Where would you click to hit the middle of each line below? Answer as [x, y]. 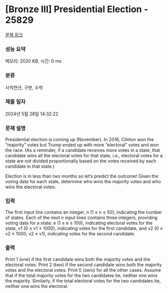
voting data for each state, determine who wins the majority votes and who [83, 182]
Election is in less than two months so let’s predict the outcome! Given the [82, 176]
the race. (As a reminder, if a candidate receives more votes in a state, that [83, 150]
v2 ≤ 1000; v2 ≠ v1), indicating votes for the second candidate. [70, 234]
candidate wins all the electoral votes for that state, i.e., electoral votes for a [84, 156]
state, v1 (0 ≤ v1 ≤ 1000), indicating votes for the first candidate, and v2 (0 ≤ [84, 228]
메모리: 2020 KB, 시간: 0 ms [33, 61]
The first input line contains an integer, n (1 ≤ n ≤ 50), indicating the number [84, 212]
